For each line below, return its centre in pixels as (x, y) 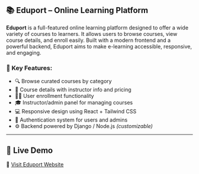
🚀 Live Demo (30, 150)
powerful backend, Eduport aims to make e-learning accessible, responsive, (99, 46)
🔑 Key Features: (29, 68)
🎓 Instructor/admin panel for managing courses (74, 103)
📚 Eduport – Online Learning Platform (77, 10)
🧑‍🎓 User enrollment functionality (54, 96)
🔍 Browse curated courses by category (63, 81)
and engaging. (24, 52)
